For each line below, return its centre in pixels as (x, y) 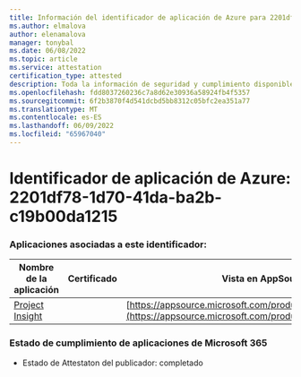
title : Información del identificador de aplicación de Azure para (138, 17)
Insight (28, 316)
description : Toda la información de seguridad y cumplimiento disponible (152, 84)
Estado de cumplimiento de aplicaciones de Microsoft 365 (138, 343)
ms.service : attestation (56, 68)
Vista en (240, 278)
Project (29, 305)
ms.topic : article (43, 59)
